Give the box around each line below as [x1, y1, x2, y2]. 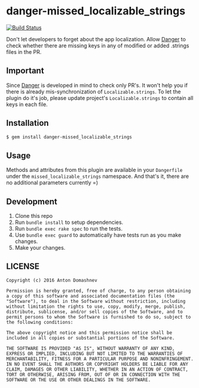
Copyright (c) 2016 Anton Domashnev [6, 277, 97, 283]
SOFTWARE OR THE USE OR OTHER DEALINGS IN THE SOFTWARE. [6, 377, 151, 383]
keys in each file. [6, 101, 48, 108]
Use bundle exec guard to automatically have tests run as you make [14, 232, 182, 239]
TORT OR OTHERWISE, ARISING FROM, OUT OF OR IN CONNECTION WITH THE [6, 371, 180, 378]
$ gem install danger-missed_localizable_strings [6, 134, 133, 140]
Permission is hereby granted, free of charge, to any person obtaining [6, 287, 191, 294]
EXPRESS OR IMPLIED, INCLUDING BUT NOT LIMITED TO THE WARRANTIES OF [6, 350, 183, 357]
